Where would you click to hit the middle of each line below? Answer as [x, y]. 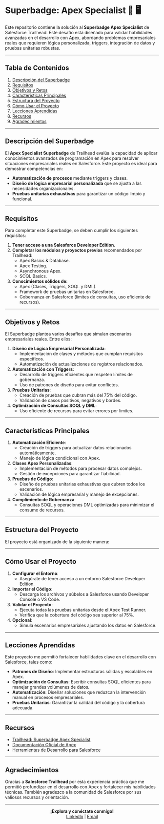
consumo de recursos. [42, 510]
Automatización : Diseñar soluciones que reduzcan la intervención [79, 692]
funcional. [22, 199]
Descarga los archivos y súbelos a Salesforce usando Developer [84, 594]
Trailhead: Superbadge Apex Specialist [51, 739]
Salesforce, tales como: [29, 662]
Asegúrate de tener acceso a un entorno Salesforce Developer [82, 578]
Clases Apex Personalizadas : [42, 463]
